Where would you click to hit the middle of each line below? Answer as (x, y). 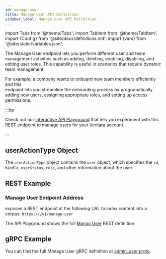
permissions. (18, 100)
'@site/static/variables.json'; (34, 44)
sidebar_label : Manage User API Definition (51, 19)
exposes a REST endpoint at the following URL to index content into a (76, 208)
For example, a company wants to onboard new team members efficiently (81, 79)
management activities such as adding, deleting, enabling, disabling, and (80, 59)
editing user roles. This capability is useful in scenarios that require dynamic (83, 64)
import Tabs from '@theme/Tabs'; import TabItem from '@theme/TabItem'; (82, 33)
